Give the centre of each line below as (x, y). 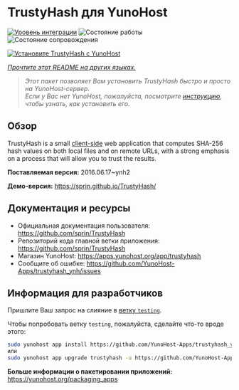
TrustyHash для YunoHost (87, 12)
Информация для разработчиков (85, 293)
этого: (17, 332)
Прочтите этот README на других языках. (72, 67)
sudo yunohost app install (47, 345)
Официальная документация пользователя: (84, 226)
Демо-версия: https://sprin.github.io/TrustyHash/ (82, 186)
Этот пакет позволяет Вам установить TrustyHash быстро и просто (128, 81)
